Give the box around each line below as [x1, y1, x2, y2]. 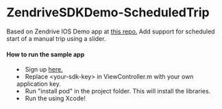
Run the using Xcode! [25, 94, 86, 103]
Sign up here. [25, 65, 63, 74]
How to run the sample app [6, 50, 85, 59]
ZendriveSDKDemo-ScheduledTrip [6, 5, 210, 20]
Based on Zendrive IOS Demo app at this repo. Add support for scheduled [6, 27, 215, 35]
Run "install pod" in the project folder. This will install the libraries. [25, 87, 211, 95]
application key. [16, 80, 61, 88]
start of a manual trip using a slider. [6, 34, 106, 42]
